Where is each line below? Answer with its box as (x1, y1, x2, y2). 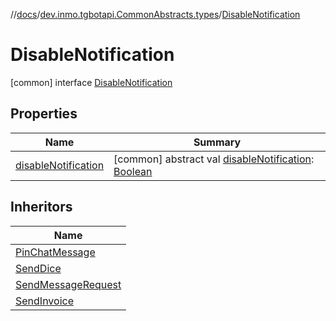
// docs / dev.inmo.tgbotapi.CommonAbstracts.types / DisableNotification (10, 9, 301, 20)
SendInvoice (15, 294, 74, 308)
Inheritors (10, 199, 73, 216)
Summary (193, 135, 242, 149)
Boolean (113, 164, 153, 178)
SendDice (15, 261, 62, 275)
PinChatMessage (15, 245, 96, 259)
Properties (10, 105, 78, 123)
